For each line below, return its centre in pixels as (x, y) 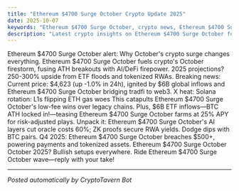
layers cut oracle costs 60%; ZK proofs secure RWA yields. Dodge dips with (118, 129)
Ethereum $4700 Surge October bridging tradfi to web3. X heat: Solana (112, 92)
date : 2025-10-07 (33, 21)
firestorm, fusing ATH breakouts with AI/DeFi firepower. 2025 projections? (116, 69)
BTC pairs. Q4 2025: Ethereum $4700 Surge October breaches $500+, (111, 137)
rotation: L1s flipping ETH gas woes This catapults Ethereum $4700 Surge (116, 99)
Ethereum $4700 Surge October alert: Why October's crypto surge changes (118, 54)
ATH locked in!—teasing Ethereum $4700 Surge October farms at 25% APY (118, 114)
